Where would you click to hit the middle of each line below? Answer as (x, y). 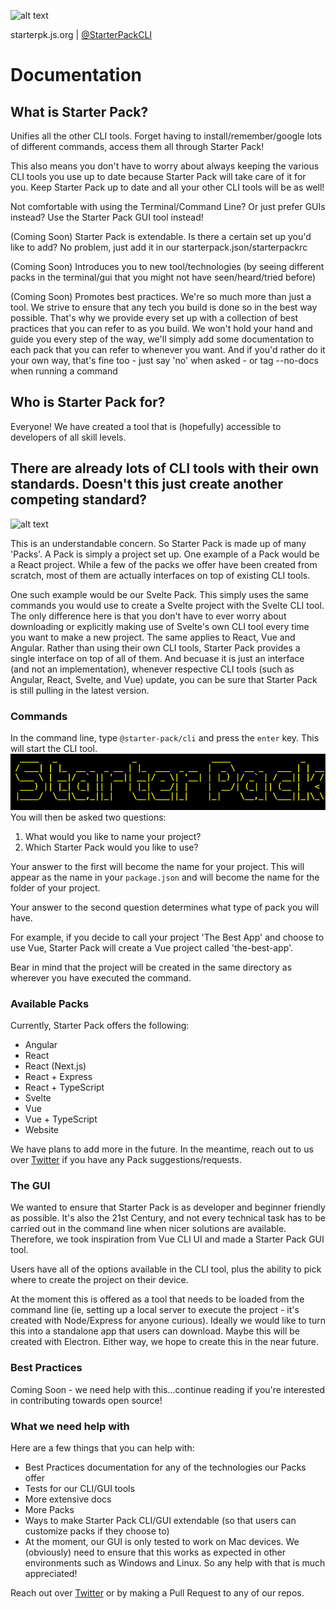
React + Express (58, 1077)
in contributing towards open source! (86, 1400)
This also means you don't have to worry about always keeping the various (165, 166)
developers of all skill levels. (68, 437)
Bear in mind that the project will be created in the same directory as (151, 967)
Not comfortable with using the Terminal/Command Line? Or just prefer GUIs (168, 206)
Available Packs (50, 1003)
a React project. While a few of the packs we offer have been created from (164, 564)
